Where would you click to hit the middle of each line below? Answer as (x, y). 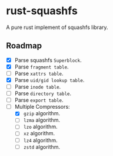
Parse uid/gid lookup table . (49, 80)
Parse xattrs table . (39, 73)
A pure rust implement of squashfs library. (57, 27)
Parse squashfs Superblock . (48, 60)
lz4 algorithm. (40, 140)
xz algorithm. (39, 134)
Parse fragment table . (41, 67)
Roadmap (24, 46)
